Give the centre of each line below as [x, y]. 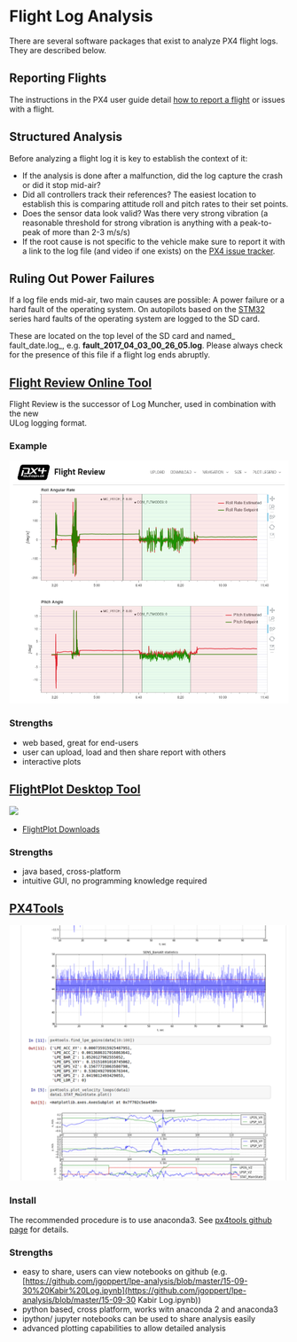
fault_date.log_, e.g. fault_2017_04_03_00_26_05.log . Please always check [146, 345]
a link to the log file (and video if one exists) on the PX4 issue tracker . [148, 251]
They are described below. [58, 50]
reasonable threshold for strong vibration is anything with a [130, 223]
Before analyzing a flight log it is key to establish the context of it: [129, 158]
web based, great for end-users [80, 742]
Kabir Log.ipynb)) [169, 1300]
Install [23, 1201]
